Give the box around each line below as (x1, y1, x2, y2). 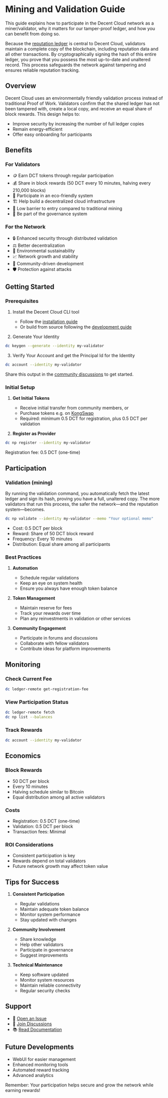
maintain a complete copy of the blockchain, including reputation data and (5, 46, 159, 52)
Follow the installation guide (20, 319, 78, 325)
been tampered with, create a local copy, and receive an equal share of (5, 105, 152, 111)
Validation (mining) (5, 479, 53, 486)
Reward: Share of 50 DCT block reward (12, 530, 94, 536)
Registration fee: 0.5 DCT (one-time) (5, 449, 81, 455)
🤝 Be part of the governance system (12, 211, 88, 217)
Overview (5, 82, 37, 90)
